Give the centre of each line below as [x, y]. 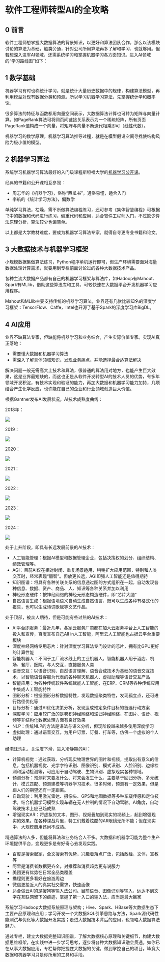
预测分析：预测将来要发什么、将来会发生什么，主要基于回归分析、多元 [83, 778]
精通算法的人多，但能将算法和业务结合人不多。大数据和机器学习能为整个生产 [82, 837]
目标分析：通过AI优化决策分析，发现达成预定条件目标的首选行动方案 [81, 708]
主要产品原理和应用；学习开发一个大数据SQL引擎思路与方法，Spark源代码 [80, 914]
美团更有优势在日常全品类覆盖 [42, 873]
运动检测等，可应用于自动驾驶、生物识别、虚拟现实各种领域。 [83, 772]
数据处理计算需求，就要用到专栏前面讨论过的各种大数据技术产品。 [72, 268]
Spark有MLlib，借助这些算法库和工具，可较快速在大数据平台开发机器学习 [79, 285]
